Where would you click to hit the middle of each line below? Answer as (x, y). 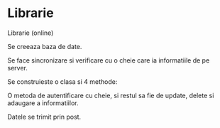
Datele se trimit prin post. (44, 117)
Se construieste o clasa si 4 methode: (62, 81)
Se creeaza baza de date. (45, 46)
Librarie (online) (31, 33)
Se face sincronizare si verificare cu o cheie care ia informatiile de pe (109, 60)
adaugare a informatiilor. (43, 103)
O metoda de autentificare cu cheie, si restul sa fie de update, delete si (111, 95)
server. (18, 68)
